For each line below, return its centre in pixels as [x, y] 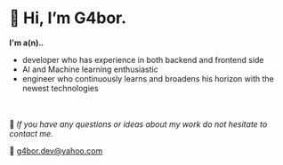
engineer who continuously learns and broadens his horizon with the [148, 78]
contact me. [31, 133]
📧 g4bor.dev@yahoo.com [56, 151]
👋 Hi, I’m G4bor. [68, 18]
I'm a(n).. [27, 43]
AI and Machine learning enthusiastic [90, 69]
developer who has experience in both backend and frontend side [143, 59]
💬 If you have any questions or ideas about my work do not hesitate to [138, 124]
